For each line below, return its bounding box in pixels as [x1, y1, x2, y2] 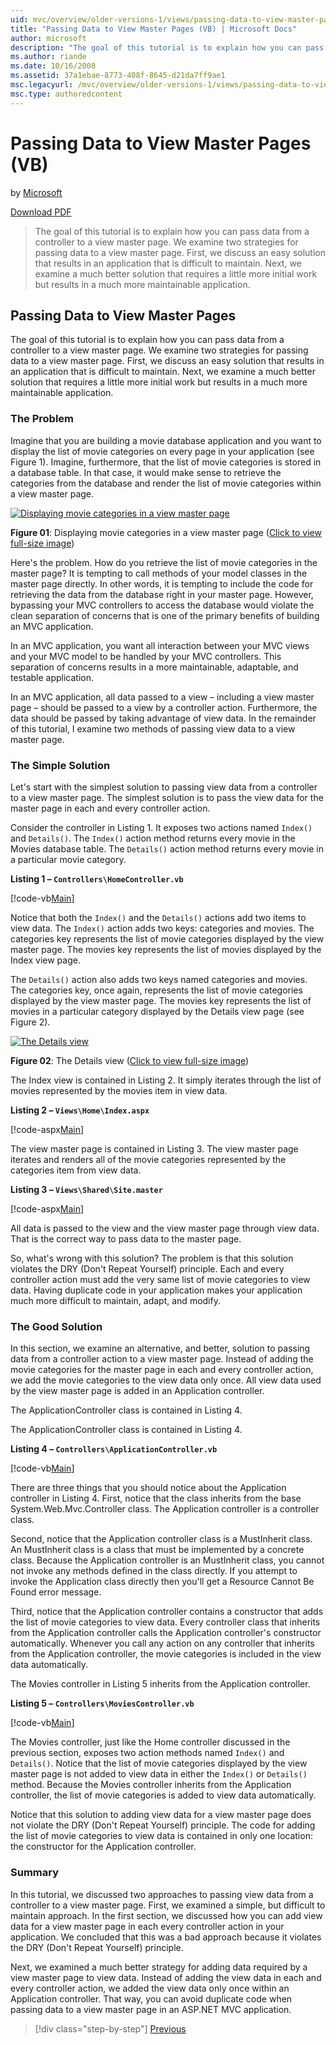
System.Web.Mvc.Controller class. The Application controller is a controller [10, 1503, 320, 1515]
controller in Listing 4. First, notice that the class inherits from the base [10, 1492, 302, 1505]
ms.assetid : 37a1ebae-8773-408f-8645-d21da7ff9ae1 [10, 71, 226, 81]
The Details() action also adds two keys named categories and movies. [10, 973, 308, 985]
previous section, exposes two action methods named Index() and [10, 1747, 285, 1759]
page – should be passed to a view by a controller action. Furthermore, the [10, 701, 318, 713]
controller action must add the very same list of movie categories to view [10, 1273, 311, 1285]
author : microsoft [10, 33, 87, 43]
